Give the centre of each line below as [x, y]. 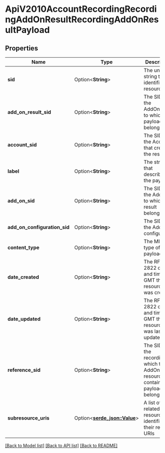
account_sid [22, 145]
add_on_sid [21, 201]
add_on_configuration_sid [39, 227]
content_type [24, 247]
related [152, 409]
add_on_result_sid [29, 112]
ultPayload [27, 30]
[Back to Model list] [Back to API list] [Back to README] [61, 446]
